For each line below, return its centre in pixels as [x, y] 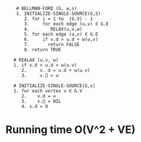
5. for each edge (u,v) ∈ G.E [61, 34]
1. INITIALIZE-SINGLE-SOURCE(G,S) [58, 14]
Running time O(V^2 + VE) [70, 130]
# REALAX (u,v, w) [36, 60]
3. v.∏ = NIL [41, 101]
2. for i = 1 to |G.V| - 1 [58, 19]
